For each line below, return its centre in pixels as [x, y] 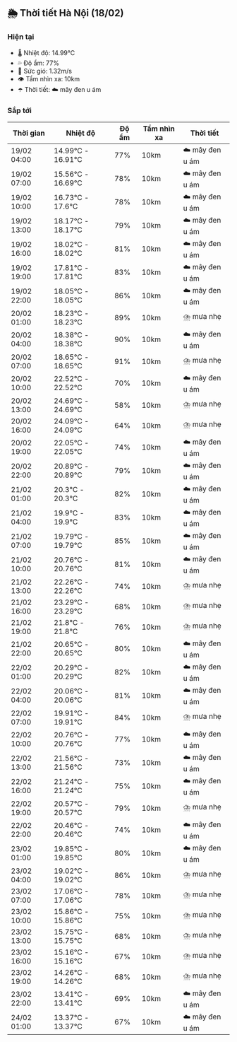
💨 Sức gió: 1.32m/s [45, 71]
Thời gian [29, 133]
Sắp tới [19, 110]
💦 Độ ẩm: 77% [38, 63]
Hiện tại [21, 37]
